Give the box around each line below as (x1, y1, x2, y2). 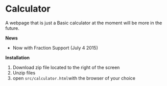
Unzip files (12, 69, 36, 76)
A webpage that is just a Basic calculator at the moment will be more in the (5, 20, 162, 26)
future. (5, 25, 19, 31)
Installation (5, 54, 30, 61)
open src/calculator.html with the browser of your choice (12, 75, 135, 81)
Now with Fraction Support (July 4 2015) (12, 45, 98, 51)
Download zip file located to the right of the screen (12, 64, 120, 70)
